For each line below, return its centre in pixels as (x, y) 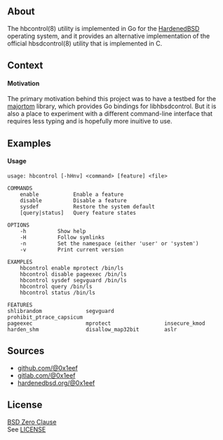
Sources (26, 351)
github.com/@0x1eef (48, 368)
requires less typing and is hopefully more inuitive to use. (90, 121)
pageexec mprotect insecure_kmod (106, 324)
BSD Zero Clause (32, 422)
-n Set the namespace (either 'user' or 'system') (109, 244)
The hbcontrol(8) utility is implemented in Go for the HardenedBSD (103, 28)
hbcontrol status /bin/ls (58, 293)
